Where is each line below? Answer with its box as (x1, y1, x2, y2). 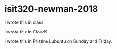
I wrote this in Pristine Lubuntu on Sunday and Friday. (4, 38, 112, 44)
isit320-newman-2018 (4, 3, 98, 15)
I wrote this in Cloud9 (4, 29, 47, 34)
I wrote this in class (4, 19, 44, 25)
